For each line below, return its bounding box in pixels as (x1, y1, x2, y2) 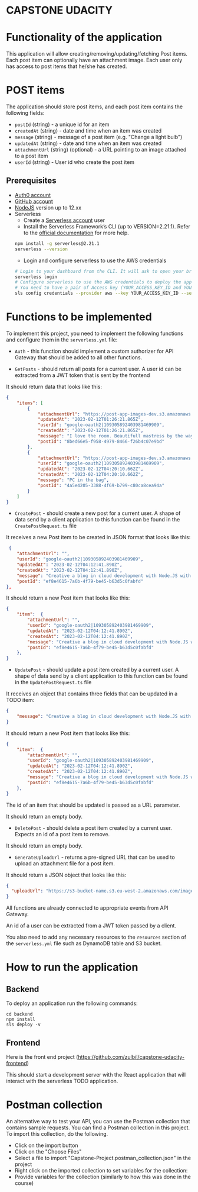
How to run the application (6, 961, 138, 974)
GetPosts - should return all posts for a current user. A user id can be (14, 365, 181, 372)
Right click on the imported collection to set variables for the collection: (14, 1167, 188, 1174)
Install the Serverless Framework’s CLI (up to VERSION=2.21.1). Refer (23, 223, 190, 230)
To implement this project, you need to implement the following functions (6, 330, 184, 337)
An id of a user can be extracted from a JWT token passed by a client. (6, 922, 177, 929)
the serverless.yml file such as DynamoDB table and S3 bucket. (6, 940, 162, 947)
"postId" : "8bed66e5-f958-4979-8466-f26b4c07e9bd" (37, 439, 165, 444)
